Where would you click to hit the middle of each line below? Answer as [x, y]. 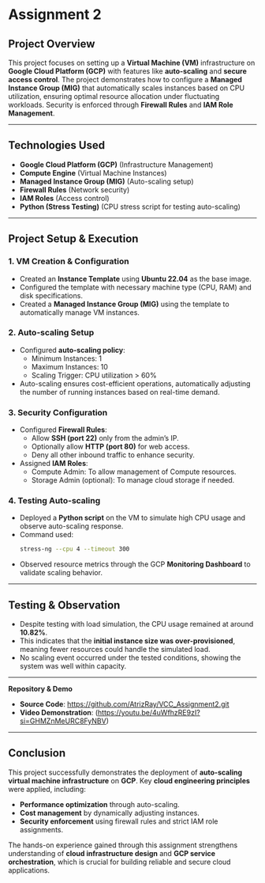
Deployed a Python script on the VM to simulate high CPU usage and [132, 518]
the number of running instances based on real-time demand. [119, 392]
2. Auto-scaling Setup [51, 332]
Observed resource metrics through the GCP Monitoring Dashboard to [135, 564]
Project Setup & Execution [73, 239]
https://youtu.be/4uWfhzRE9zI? [149, 713]
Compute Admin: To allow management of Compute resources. [134, 472]
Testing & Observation [64, 605]
